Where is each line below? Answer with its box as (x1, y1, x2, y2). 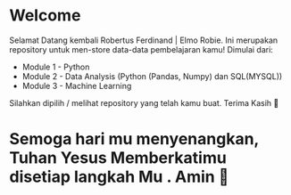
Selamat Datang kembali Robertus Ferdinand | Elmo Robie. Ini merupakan (9, 35, 279, 45)
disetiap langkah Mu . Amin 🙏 (9, 167, 229, 187)
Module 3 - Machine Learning (21, 80, 132, 91)
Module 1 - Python (21, 61, 90, 72)
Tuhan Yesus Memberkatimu (9, 148, 228, 168)
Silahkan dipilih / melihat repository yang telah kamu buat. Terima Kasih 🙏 (9, 97, 279, 108)
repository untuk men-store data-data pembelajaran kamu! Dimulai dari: (9, 44, 274, 54)
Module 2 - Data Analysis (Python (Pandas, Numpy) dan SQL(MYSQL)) (21, 70, 283, 81)
